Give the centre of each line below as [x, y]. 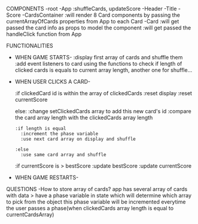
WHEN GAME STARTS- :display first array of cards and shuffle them [99, 57]
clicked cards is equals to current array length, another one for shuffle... [103, 70]
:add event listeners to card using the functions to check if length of [98, 63]
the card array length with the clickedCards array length [84, 117]
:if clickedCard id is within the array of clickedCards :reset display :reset [103, 93]
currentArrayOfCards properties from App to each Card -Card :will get [93, 21]
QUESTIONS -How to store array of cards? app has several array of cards [97, 189]
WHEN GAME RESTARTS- [47, 177]
